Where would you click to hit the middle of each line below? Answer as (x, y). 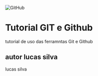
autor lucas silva (31, 57)
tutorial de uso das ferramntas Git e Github (49, 41)
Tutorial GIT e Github (49, 28)
